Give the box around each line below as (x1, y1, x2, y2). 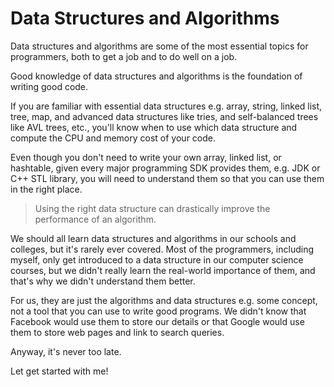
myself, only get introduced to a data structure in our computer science (10, 253, 304, 266)
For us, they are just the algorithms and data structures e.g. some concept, (10, 294, 318, 306)
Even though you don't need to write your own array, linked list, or (10, 151, 282, 163)
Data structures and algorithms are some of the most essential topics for (10, 40, 309, 52)
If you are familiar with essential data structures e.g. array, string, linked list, (10, 100, 323, 112)
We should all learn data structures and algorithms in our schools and (10, 232, 297, 244)
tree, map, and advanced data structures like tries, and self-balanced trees (10, 110, 319, 122)
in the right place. (10, 183, 83, 195)
